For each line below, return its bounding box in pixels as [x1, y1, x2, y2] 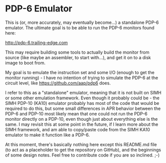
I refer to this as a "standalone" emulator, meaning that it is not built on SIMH [5, 89, 162, 95]
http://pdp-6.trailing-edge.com [5, 39, 68, 45]
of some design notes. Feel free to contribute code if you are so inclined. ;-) [5, 152, 160, 158]
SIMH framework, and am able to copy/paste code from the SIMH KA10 [5, 126, 150, 132]
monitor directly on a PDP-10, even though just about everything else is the [5, 116, 158, 122]
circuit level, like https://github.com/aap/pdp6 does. [5, 80, 111, 86]
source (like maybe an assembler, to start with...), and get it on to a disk [5, 54, 151, 60]
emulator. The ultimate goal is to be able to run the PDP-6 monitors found [5, 24, 155, 30]
